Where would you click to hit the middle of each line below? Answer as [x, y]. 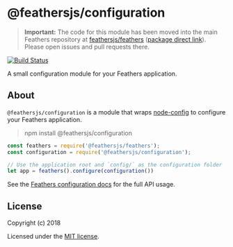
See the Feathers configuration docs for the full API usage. [91, 185]
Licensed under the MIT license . [53, 237]
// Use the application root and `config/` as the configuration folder [115, 164]
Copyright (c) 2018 [34, 223]
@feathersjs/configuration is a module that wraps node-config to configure [116, 112]
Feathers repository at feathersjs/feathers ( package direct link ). [115, 39]
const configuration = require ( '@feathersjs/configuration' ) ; [99, 152]
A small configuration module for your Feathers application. [92, 74]
